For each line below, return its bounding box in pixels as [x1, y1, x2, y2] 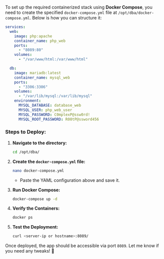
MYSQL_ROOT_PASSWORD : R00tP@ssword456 [18, 117, 99, 122]
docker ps [12, 215, 33, 220]
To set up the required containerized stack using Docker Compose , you [5, 4, 153, 10]
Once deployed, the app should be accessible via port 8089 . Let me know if [5, 243, 159, 249]
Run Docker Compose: [12, 187, 60, 193]
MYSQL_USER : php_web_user [18, 107, 72, 113]
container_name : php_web [14, 38, 66, 43]
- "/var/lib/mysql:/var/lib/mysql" [18, 94, 93, 99]
